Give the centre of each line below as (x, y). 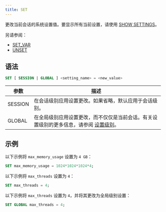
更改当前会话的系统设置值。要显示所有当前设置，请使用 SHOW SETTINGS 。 (82, 24)
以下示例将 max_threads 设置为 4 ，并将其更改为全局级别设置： (68, 195)
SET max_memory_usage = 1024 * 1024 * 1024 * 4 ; (49, 166)
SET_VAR (21, 44)
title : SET (16, 10)
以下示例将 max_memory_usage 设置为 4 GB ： (49, 157)
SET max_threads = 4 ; (27, 185)
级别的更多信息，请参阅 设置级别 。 (79, 125)
